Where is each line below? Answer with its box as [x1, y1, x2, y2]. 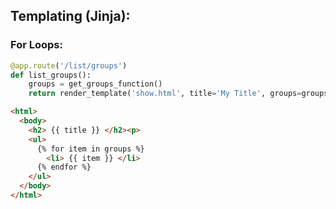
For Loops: [10, 38, 63, 52]
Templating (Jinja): [10, 8, 131, 25]
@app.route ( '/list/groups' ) [10, 60, 128, 71]
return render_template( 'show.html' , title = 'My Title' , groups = [28, 89, 302, 99]
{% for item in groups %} [36, 144, 145, 154]
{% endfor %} [36, 162, 92, 173]
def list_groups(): [10, 70, 92, 80]
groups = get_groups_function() [28, 79, 163, 89]
